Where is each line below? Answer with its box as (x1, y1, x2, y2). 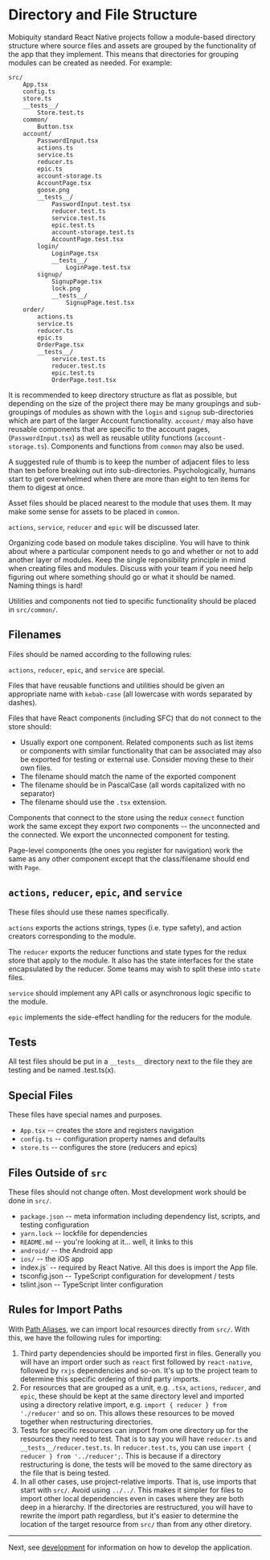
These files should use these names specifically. (8, 907, 170, 917)
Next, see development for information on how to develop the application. (8, 1542, 252, 1552)
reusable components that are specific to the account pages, (8, 424, 211, 433)
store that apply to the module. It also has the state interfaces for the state (8, 955, 254, 965)
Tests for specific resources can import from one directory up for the (19, 1425, 249, 1435)
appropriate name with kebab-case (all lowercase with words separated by (8, 689, 253, 699)
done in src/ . (8, 1196, 52, 1205)
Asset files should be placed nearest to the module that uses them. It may (8, 498, 252, 507)
